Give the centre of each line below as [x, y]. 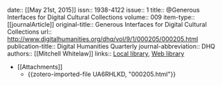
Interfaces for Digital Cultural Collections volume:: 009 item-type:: [101, 17]
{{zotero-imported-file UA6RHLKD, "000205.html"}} [102, 74]
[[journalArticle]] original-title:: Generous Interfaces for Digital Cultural [107, 24]
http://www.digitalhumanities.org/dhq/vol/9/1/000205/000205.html [103, 39]
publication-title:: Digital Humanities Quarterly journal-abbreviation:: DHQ [111, 46]
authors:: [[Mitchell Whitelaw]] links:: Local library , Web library [96, 53]
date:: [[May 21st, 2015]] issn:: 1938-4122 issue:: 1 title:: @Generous [104, 10]
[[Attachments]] [40, 67]
